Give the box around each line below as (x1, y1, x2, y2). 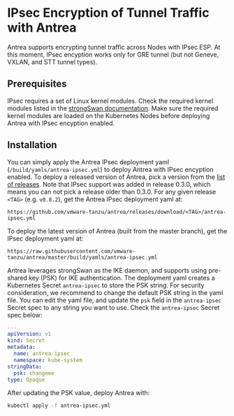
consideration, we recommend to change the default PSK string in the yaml (7, 288, 224, 296)
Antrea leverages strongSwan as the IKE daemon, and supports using (7, 266, 207, 274)
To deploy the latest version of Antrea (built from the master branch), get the (7, 227, 228, 235)
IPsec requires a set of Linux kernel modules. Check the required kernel (7, 96, 214, 105)
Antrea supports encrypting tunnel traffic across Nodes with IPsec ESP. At (7, 43, 221, 51)
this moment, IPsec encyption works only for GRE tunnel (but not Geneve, (7, 50, 219, 59)
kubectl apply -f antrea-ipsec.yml (7, 402, 111, 410)
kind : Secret (7, 337, 45, 344)
